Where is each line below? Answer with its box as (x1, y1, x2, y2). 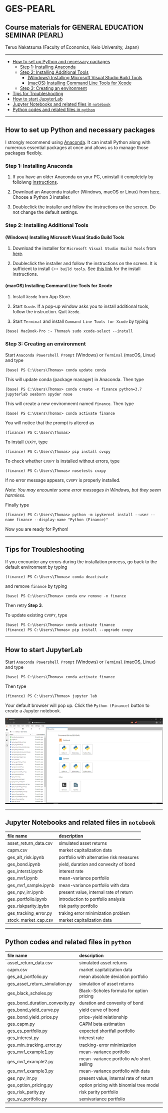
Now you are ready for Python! (5, 526, 68, 532)
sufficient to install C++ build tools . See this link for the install (12, 266, 141, 272)
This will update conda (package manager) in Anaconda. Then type (5, 376, 144, 382)
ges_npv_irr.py (7, 1075, 37, 1081)
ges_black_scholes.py (7, 990, 52, 997)
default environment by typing (5, 564, 67, 570)
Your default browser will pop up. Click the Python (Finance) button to (5, 702, 150, 708)
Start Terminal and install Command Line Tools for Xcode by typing (12, 318, 148, 324)
